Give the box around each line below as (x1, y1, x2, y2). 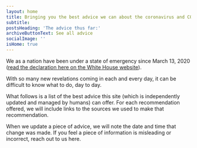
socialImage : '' (6, 36, 46, 42)
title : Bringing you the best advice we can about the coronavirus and (6, 14, 185, 20)
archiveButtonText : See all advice (6, 31, 93, 36)
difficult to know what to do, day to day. (6, 81, 101, 88)
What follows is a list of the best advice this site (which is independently (6, 92, 180, 100)
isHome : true (6, 42, 38, 48)
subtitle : (6, 19, 30, 25)
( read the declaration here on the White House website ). (6, 63, 142, 70)
